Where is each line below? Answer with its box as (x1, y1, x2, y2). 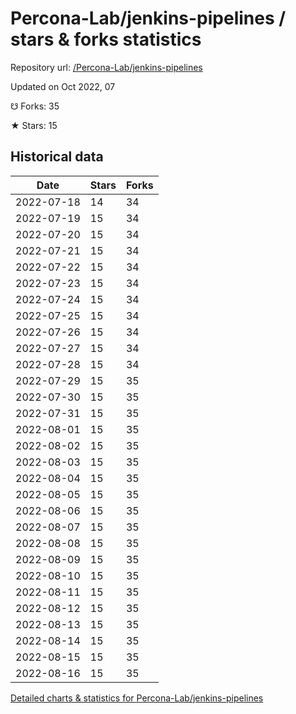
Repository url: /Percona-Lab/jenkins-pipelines (10, 61, 203, 73)
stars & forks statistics (10, 28, 202, 51)
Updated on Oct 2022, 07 (10, 80, 116, 92)
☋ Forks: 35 (10, 100, 60, 112)
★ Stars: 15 (10, 119, 58, 131)
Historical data (10, 148, 104, 166)
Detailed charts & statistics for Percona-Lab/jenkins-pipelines (10, 692, 264, 704)
